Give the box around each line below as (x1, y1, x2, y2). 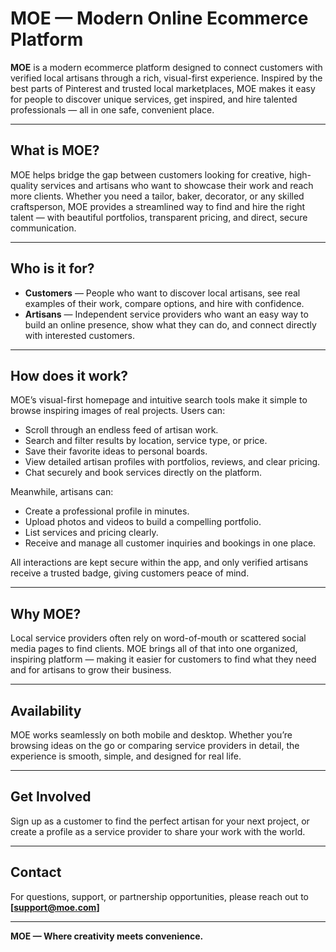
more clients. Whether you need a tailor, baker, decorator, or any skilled (10, 190, 305, 202)
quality (10, 179, 39, 191)
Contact (10, 864, 62, 881)
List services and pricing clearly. (24, 527, 159, 539)
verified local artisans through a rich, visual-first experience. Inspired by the (10, 72, 323, 84)
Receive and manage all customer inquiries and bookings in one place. (24, 537, 317, 549)
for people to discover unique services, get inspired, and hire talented (10, 93, 298, 105)
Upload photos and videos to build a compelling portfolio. (24, 516, 262, 528)
